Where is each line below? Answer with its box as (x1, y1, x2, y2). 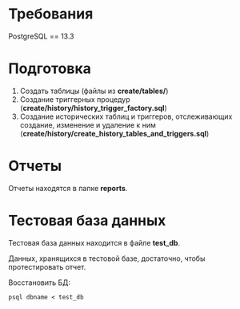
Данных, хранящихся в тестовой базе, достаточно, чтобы (8, 254, 206, 263)
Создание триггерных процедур (19, 94, 130, 104)
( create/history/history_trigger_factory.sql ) (19, 103, 167, 112)
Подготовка (8, 59, 92, 78)
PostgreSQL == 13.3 (8, 31, 74, 41)
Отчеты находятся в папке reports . (8, 183, 128, 193)
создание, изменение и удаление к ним (19, 120, 156, 129)
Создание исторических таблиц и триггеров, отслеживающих (19, 112, 233, 121)
